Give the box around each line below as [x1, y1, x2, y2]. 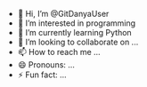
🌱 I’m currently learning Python [17, 28, 132, 37]
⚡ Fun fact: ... [17, 69, 67, 80]
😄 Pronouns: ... [17, 59, 76, 70]
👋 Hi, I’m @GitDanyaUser [17, 9, 110, 19]
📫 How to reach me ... [17, 47, 101, 57]
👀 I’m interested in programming [17, 18, 136, 28]
